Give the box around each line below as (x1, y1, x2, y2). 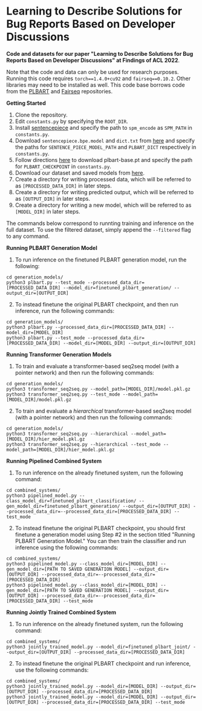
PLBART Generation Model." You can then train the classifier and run (15, 537, 186, 544)
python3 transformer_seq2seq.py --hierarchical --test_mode (6, 441, 161, 447)
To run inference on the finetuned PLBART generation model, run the (15, 256, 187, 263)
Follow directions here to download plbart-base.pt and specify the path (15, 156, 192, 163)
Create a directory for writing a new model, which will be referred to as (15, 201, 192, 209)
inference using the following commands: (15, 544, 119, 551)
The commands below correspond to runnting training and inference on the (6, 220, 194, 227)
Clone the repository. (15, 111, 68, 118)
